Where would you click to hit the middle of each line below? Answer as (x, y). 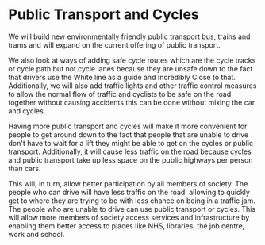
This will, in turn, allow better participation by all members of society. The (128, 183)
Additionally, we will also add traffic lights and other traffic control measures (132, 86)
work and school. (36, 234)
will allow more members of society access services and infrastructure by (129, 217)
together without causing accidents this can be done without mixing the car (132, 102)
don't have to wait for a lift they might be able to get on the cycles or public (131, 143)
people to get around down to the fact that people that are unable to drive (129, 134)
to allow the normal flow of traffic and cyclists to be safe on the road (120, 94)
